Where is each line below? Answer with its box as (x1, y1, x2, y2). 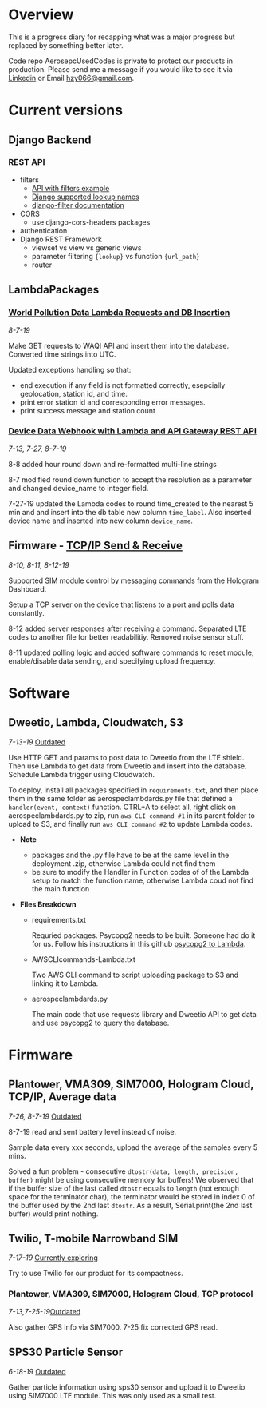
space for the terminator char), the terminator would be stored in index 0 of (8, 1191, 255, 1201)
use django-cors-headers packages (31, 217, 151, 227)
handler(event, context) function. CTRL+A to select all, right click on (8, 802, 237, 812)
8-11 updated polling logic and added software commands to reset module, (8, 648, 254, 657)
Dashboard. (8, 584, 47, 593)
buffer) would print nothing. (8, 1209, 99, 1219)
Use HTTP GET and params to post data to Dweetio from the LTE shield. (8, 752, 245, 762)
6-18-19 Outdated (8, 1366, 66, 1376)
